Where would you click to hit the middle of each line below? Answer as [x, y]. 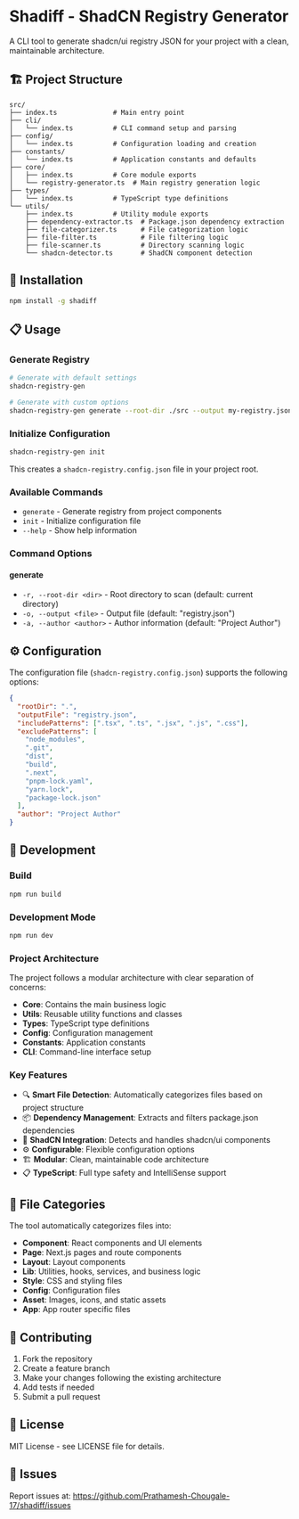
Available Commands [57, 492]
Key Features [39, 1074]
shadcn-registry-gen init [57, 452]
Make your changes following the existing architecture [121, 1377]
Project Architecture [54, 958]
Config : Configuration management [88, 1033]
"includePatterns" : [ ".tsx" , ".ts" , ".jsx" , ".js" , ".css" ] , [133, 723]
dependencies [48, 1130]
